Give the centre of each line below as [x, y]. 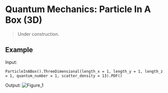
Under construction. [38, 34]
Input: [11, 62]
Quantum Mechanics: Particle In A [78, 9]
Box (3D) [24, 20]
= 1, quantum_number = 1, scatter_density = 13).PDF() [64, 76]
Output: [13, 85]
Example [19, 50]
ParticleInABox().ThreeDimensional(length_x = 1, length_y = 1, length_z [84, 71]
